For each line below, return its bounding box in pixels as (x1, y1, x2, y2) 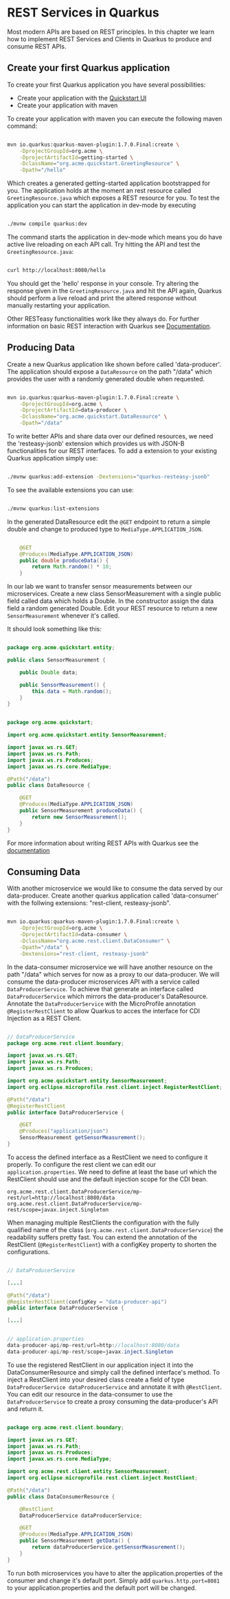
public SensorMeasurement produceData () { (19, 807, 143, 814)
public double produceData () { (19, 557, 109, 564)
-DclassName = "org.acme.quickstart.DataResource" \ (19, 413, 168, 421)
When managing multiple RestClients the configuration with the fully (7, 1218, 200, 1227)
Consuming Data (7, 866, 80, 878)
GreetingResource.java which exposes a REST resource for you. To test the (7, 194, 220, 202)
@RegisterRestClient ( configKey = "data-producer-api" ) (7, 1298, 168, 1305)
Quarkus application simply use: (7, 454, 98, 463)
